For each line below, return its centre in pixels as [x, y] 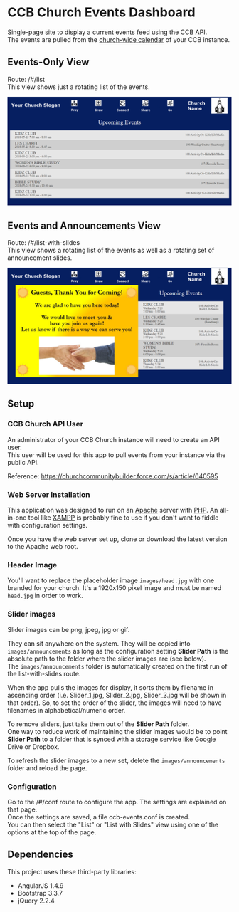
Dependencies [40, 855]
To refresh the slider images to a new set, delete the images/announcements [116, 760]
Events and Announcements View [84, 225]
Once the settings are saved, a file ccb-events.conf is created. [99, 817]
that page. [22, 809]
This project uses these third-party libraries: [72, 871]
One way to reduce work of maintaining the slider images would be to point [117, 731]
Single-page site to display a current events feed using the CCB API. [107, 32]
